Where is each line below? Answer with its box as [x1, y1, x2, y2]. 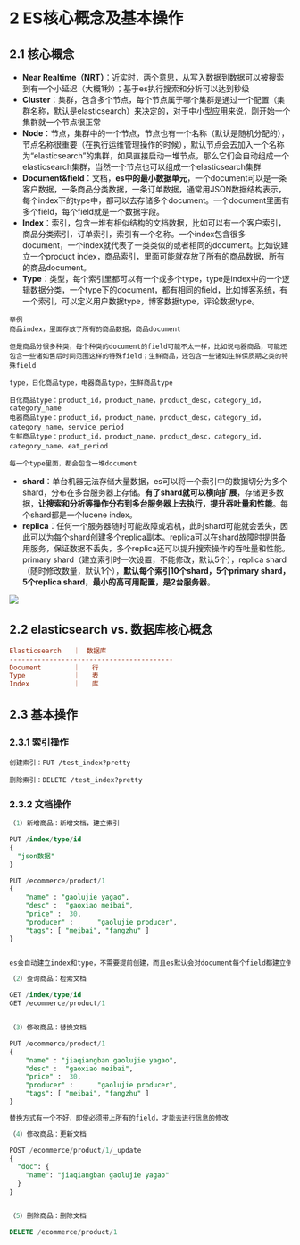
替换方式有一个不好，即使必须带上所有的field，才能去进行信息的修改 [9, 1113, 229, 1122]
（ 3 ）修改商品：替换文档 [9, 1023, 87, 1032]
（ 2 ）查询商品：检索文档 [9, 975, 87, 984]
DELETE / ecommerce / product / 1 [9, 1227, 118, 1236]
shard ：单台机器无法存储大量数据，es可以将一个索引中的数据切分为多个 [21, 476, 288, 486]
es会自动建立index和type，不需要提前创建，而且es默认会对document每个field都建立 [9, 959, 287, 968]
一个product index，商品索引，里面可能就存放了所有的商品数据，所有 [29, 252, 285, 261]
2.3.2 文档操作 [9, 797, 71, 810]
